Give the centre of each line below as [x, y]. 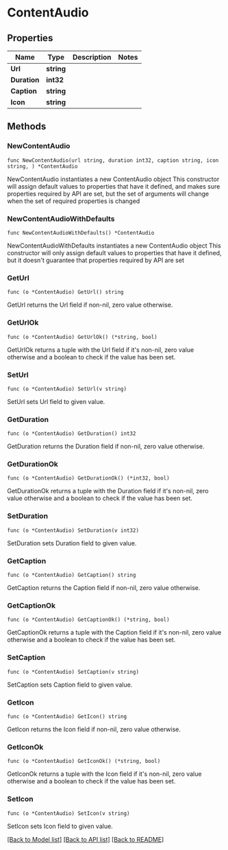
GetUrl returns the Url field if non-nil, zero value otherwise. [90, 305]
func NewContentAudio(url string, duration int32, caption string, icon [113, 160]
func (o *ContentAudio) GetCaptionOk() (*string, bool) [88, 620]
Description [92, 57]
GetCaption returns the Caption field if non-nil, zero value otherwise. [104, 588]
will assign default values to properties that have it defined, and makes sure [114, 186]
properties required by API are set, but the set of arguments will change [108, 193]
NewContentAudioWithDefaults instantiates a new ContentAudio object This [114, 246]
